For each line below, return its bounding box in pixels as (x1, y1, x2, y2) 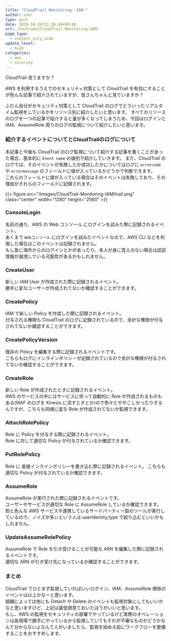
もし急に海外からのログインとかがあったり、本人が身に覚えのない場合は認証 (5, 247, 166, 253)
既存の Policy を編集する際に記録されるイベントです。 (5, 349, 119, 355)
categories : (5, 50, 31, 55)
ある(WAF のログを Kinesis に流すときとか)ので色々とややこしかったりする (5, 400, 163, 406)
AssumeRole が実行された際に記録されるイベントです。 (5, 495, 122, 501)
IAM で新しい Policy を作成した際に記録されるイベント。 (5, 310, 124, 316)
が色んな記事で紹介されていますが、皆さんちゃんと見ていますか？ (5, 92, 144, 98)
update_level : (5, 41, 36, 46)
